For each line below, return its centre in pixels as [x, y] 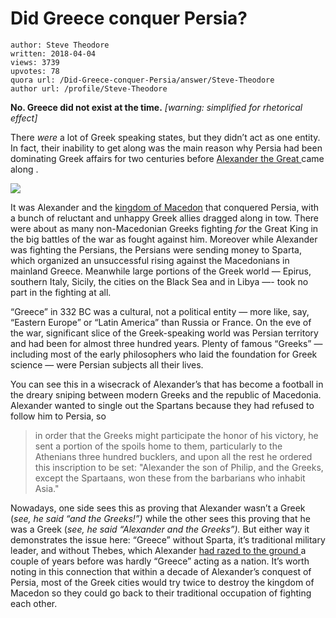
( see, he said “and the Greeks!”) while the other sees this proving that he [160, 518]
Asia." [47, 488]
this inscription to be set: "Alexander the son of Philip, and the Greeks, [179, 467]
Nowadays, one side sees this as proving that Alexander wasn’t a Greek [158, 508]
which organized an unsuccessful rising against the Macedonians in [150, 260]
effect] [24, 118]
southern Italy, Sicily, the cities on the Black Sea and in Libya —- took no [159, 281]
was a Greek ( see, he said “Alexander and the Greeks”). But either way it [160, 529]
